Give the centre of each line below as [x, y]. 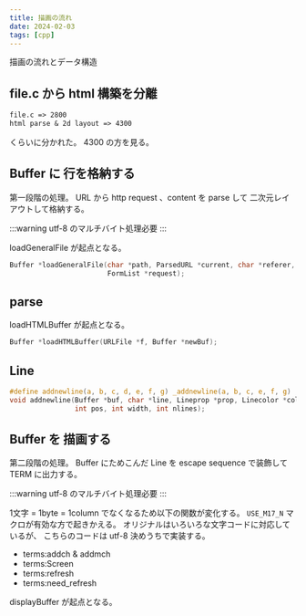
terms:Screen [48, 564]
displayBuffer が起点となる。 [63, 602]
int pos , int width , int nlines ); [140, 408]
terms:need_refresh [60, 583]
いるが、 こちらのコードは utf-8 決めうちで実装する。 [110, 536]
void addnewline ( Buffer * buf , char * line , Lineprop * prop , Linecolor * [148, 400]
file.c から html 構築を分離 [83, 94]
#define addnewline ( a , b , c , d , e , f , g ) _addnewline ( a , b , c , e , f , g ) [150, 392]
